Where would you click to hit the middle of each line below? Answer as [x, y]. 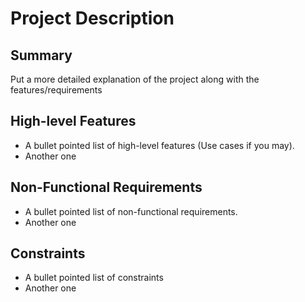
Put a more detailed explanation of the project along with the [135, 79]
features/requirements [56, 90]
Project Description [92, 18]
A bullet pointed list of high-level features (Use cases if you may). [159, 145]
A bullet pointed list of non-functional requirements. [131, 211]
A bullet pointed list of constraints [94, 278]
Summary [41, 55]
